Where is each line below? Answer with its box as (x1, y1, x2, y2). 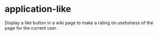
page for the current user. (4, 25, 58, 31)
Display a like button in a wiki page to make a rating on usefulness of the (4, 20, 154, 26)
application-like (4, 3, 71, 15)
